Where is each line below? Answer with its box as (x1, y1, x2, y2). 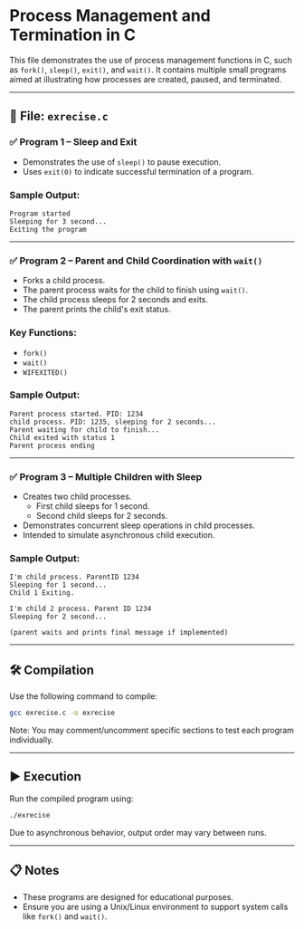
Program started (9, 209, 71, 218)
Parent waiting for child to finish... (9, 425, 160, 435)
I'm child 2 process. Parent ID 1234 (9, 604, 152, 614)
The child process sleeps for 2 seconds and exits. (22, 294, 209, 305)
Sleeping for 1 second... (9, 580, 107, 589)
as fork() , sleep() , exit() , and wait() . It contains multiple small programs (9, 64, 287, 75)
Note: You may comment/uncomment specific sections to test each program (9, 725, 294, 736)
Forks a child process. (22, 275, 106, 286)
